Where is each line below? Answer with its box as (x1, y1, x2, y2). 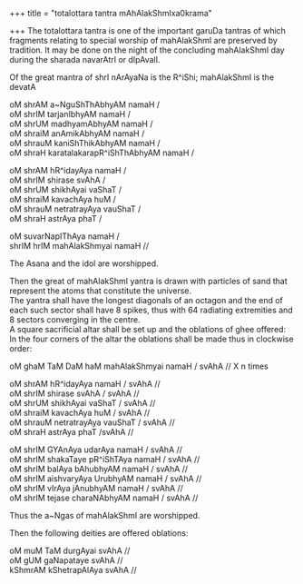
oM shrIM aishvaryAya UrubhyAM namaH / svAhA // (9, 473, 202, 484)
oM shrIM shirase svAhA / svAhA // (9, 388, 140, 399)
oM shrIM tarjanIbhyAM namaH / (9, 109, 132, 119)
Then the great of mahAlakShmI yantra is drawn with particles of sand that (9, 276, 288, 286)
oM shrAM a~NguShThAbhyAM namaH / (9, 99, 161, 110)
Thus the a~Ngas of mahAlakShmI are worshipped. (9, 510, 200, 520)
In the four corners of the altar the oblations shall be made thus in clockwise (9, 333, 294, 344)
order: (9, 343, 33, 353)
